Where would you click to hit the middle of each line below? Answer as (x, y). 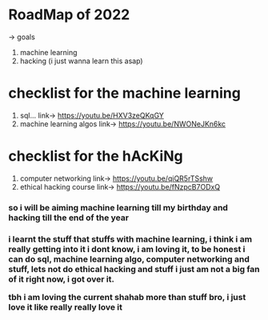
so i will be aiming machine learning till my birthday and (118, 207)
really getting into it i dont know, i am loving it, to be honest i (127, 249)
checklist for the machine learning (125, 93)
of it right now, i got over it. (61, 279)
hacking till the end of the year (69, 218)
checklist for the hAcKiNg (96, 156)
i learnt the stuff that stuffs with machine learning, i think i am (130, 239)
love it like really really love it (65, 307)
